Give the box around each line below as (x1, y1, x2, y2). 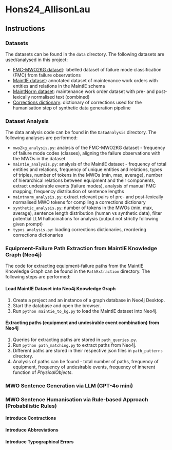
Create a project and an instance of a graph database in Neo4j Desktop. (12, 297, 165, 303)
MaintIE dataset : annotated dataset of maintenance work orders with (12, 77, 158, 83)
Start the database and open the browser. (12, 302, 101, 309)
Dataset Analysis (5, 117, 49, 124)
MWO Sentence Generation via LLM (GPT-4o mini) (5, 382, 133, 389)
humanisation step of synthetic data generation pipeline (12, 104, 131, 111)
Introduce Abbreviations (5, 426, 59, 433)
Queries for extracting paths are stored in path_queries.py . (12, 336, 138, 343)
